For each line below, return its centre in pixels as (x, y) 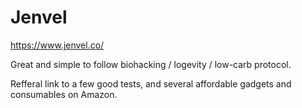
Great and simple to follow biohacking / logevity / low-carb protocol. (151, 64)
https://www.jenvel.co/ (57, 45)
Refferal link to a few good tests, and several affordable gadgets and (151, 83)
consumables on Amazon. (64, 94)
